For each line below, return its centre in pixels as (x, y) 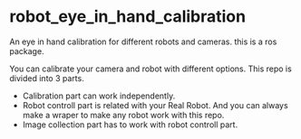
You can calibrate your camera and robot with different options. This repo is (150, 69)
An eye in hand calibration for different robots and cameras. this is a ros (143, 42)
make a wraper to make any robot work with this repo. (123, 115)
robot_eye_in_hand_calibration (128, 17)
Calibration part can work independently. (99, 96)
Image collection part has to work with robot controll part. (130, 125)
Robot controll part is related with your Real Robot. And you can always (155, 105)
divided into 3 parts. (47, 78)
